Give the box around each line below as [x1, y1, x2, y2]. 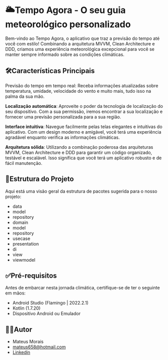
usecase [12, 235, 31, 242]
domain [12, 219, 29, 225]
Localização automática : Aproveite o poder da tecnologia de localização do [5, 103, 163, 109]
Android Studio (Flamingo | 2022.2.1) [12, 300, 89, 306]
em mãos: [5, 290, 26, 296]
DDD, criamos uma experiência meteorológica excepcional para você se [5, 46, 155, 52]
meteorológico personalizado [5, 19, 131, 30]
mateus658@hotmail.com [12, 344, 66, 350]
